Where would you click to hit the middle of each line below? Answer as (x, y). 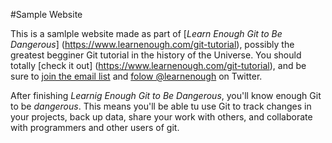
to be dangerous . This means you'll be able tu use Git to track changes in (161, 106)
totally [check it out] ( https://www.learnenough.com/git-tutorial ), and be (158, 65)
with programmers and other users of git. (95, 127)
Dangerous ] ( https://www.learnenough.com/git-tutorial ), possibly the (152, 44)
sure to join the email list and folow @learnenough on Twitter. (136, 76)
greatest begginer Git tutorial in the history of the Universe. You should (156, 55)
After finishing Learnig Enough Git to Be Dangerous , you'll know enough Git (166, 95)
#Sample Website (46, 14)
